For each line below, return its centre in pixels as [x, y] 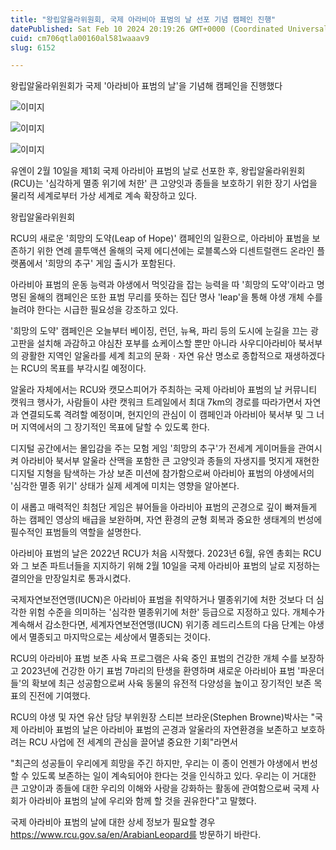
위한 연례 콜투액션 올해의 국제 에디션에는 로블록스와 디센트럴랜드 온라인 [175, 251]
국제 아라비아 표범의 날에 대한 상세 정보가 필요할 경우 [113, 822]
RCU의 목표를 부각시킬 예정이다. [83, 368]
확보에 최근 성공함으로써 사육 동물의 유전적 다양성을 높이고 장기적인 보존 [171, 683]
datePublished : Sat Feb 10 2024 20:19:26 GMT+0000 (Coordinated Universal [169, 29]
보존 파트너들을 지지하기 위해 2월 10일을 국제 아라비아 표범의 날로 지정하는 [176, 566]
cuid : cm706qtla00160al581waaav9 [80, 38]
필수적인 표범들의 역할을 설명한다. [76, 532]
